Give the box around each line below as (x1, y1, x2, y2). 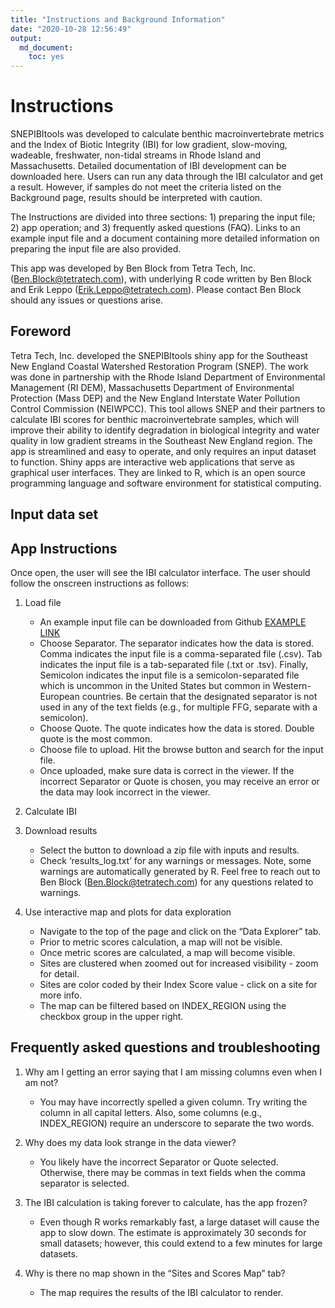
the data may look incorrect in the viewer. (39, 786, 211, 798)
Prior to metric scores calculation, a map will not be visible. (39, 936, 283, 948)
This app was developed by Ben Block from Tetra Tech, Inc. (10, 262, 257, 275)
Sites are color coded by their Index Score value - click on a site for (39, 979, 318, 991)
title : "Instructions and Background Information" (10, 14, 226, 25)
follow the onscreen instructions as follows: (10, 577, 190, 590)
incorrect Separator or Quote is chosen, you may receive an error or (39, 776, 320, 788)
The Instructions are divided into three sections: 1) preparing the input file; (10, 211, 316, 223)
